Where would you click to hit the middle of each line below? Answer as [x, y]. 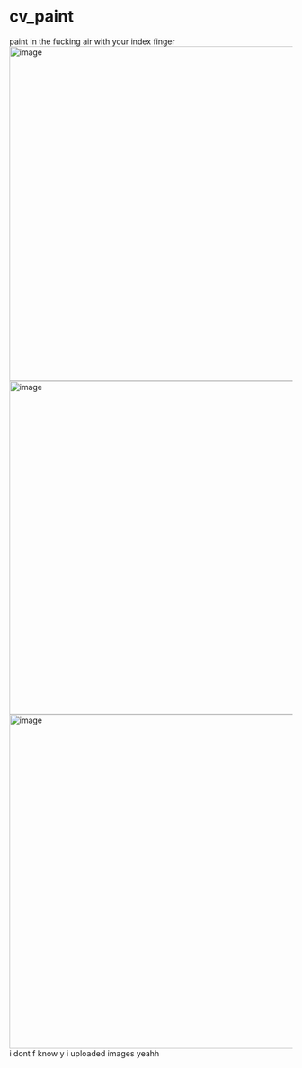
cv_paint [42, 17]
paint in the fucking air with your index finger [92, 41]
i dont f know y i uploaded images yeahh [84, 1053]
